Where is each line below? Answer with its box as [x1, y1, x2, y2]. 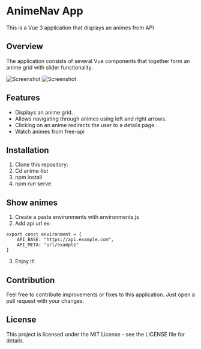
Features [6, 93, 40, 103]
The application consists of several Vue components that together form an [6, 57, 190, 64]
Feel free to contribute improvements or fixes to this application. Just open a [6, 291, 195, 298]
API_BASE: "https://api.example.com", [17, 237, 114, 243]
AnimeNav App [6, 4, 83, 18]
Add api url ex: [14, 220, 51, 227]
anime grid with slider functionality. [6, 64, 93, 71]
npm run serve [14, 180, 52, 187]
